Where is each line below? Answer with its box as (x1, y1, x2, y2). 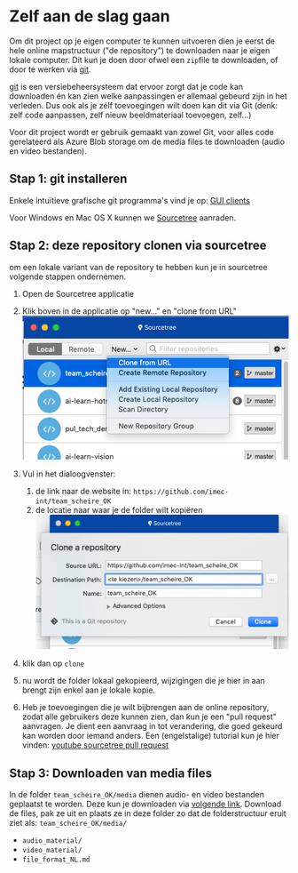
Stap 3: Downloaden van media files (9, 765, 213, 781)
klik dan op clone (21, 658, 85, 669)
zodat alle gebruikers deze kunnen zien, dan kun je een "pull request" (21, 711, 277, 722)
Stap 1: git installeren (9, 172, 128, 187)
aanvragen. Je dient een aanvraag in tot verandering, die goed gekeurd (21, 721, 283, 732)
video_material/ (21, 846, 82, 855)
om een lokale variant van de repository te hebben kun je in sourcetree (9, 261, 268, 272)
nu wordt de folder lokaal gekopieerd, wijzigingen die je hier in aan (21, 676, 266, 686)
